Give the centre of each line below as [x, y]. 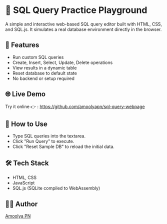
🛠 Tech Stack [27, 163]
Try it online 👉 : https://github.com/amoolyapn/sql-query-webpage [75, 106]
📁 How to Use [26, 124]
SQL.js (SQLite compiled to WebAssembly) [56, 188]
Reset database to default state [45, 73]
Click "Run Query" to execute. [43, 141]
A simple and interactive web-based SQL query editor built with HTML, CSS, [84, 24]
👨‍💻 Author [21, 204]
